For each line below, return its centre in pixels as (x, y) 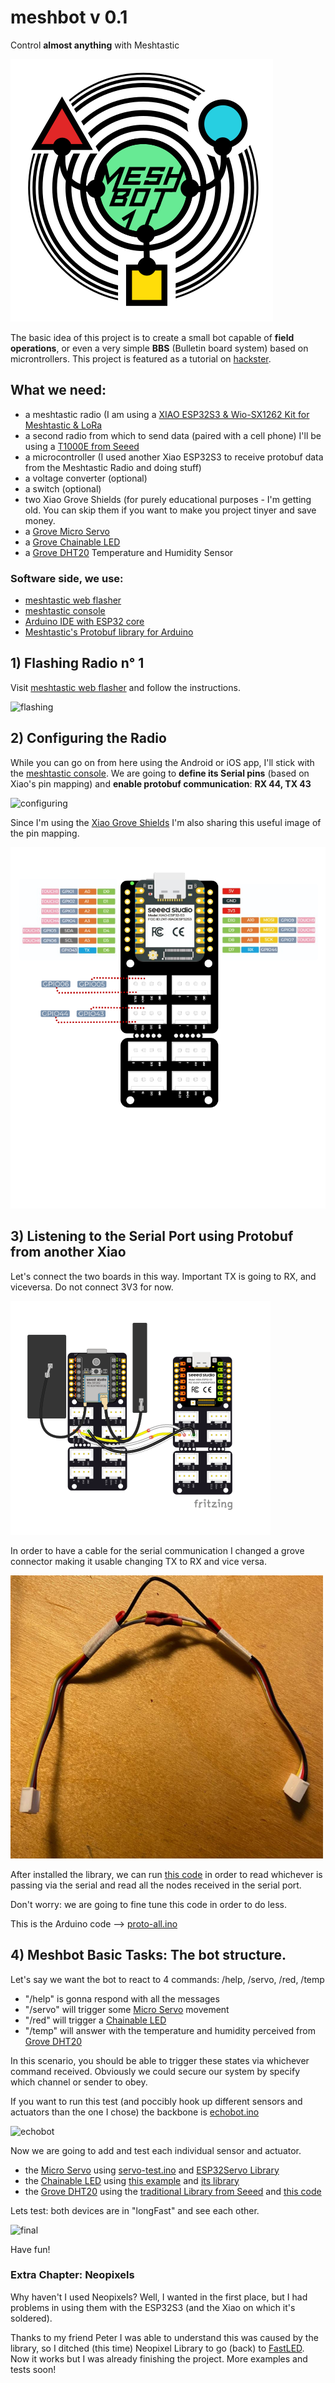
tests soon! (33, 2369)
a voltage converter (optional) (86, 478)
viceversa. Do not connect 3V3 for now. (92, 1287)
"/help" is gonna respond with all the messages (122, 1998)
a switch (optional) (63, 488)
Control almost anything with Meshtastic (95, 45)
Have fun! (30, 2249)
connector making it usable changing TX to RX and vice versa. (138, 1561)
